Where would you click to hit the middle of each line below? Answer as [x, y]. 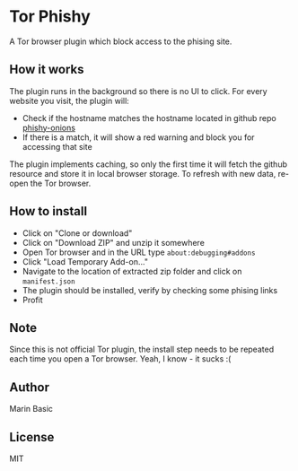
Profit [32, 300]
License [32, 437]
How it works [47, 70]
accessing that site [57, 146]
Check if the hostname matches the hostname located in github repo [149, 118]
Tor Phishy [50, 17]
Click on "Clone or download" [77, 233]
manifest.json [48, 281]
